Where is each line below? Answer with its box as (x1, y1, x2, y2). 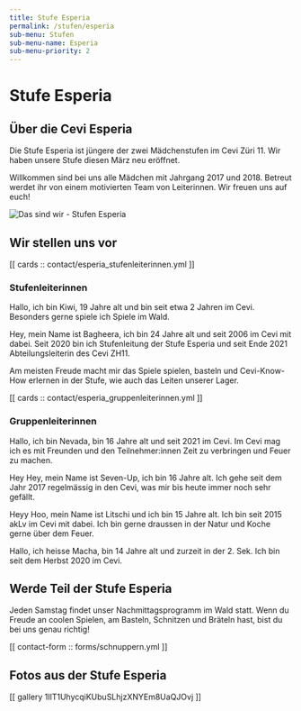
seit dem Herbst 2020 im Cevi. (9, 555, 123, 566)
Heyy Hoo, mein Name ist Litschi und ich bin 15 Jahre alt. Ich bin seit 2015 (9, 508, 282, 519)
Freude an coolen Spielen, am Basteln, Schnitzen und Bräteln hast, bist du (9, 615, 283, 625)
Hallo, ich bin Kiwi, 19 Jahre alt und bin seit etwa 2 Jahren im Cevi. (9, 302, 255, 313)
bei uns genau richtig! (9, 624, 90, 635)
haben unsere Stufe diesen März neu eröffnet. (9, 155, 181, 166)
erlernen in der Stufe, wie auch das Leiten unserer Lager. (28, 375, 240, 386)
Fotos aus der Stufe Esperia (9, 668, 167, 683)
